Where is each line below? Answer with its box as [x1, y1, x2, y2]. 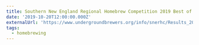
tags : [6, 25, 20, 31]
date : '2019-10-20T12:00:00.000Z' [6, 14, 92, 20]
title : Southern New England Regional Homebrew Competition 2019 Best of [6, 8, 192, 15]
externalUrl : [6, 19, 38, 25]
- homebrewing [11, 30, 46, 36]
